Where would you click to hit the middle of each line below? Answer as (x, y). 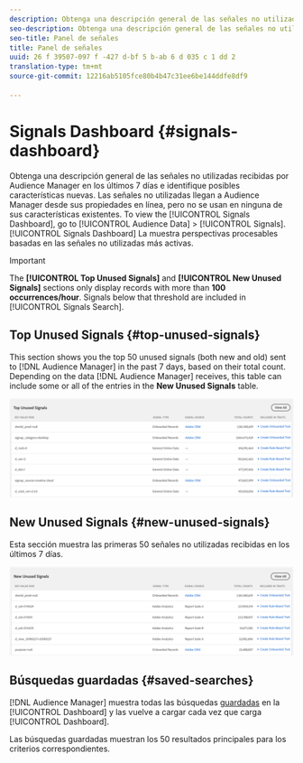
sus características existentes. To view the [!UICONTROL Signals (130, 214)
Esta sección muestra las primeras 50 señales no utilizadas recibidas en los (150, 544)
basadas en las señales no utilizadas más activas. (101, 243)
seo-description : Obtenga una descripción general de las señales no (143, 28)
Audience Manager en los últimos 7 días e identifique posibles (125, 185)
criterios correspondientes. (60, 749)
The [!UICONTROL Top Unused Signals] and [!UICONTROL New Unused (146, 278)
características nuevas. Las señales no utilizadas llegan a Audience (134, 195)
